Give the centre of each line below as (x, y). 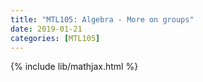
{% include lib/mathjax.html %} (74, 67)
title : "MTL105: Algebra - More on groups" (102, 19)
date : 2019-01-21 (46, 29)
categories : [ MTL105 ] (55, 38)
